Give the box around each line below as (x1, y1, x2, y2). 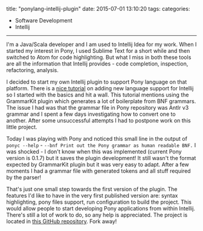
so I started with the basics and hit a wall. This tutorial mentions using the (6, 91, 189, 98)
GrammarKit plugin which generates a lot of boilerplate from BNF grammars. (6, 98, 196, 105)
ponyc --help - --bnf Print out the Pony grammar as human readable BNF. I (6, 142, 196, 149)
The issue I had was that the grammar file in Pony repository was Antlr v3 (6, 104, 189, 111)
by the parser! (6, 174, 41, 181)
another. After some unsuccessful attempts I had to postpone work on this (6, 117, 192, 124)
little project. (6, 124, 37, 130)
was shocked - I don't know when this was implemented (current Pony (6, 148, 182, 155)
